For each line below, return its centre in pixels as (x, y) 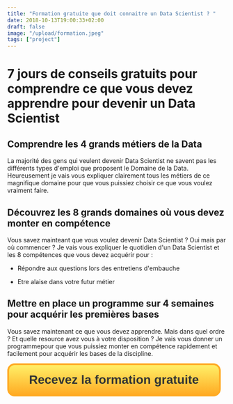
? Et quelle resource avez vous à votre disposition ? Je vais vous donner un (115, 339)
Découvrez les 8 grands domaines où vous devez (116, 212)
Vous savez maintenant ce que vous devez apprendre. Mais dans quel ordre (116, 331)
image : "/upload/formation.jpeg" (56, 33)
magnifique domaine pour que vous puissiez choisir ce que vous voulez (110, 183)
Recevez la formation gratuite (114, 379)
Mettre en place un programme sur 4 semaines (111, 304)
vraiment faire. (28, 191)
